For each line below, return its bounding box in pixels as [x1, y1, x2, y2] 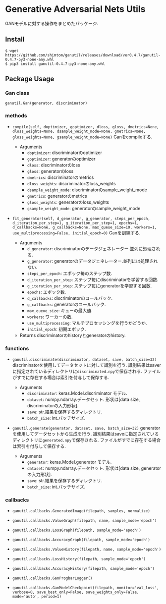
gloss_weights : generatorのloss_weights [27, 199, 110, 205]
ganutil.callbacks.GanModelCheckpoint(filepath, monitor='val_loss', [12, 586, 160, 591]
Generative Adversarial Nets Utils [5, 3, 146, 15]
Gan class [5, 90, 30, 97]
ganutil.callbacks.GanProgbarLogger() [12, 576, 93, 581]
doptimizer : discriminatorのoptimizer [27, 150, 103, 156]
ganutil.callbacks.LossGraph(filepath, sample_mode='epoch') [12, 528, 142, 533]
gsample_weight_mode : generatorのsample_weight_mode [27, 205, 141, 211]
